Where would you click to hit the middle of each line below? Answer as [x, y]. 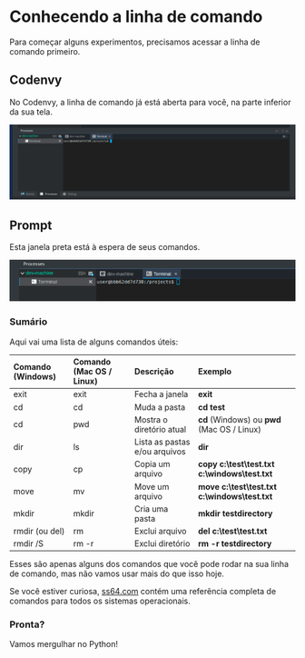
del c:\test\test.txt [233, 531]
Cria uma [152, 508]
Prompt [31, 225]
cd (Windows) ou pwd [240, 419]
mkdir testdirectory [236, 513]
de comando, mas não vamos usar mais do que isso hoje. [117, 573]
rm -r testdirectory [235, 543]
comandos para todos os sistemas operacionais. [100, 601]
